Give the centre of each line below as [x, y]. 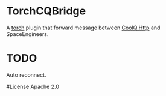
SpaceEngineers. [27, 34]
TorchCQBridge [46, 11]
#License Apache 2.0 [33, 86]
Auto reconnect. [26, 75]
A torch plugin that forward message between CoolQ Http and [83, 28]
